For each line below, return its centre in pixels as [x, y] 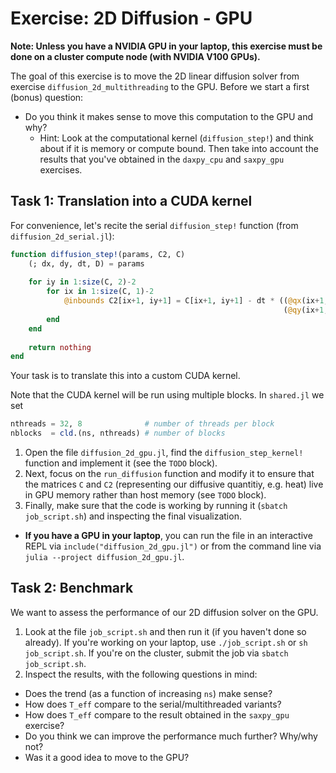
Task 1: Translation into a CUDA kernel [131, 201]
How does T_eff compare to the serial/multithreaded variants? [153, 704]
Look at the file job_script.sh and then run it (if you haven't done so [165, 631]
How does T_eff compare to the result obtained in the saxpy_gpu [157, 714]
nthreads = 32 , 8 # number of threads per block [142, 424]
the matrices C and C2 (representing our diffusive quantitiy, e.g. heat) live [174, 484]
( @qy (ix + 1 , [306, 310]
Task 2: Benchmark [72, 588]
